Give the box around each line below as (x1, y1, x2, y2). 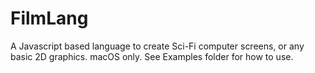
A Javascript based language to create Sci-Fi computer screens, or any (10, 40, 305, 52)
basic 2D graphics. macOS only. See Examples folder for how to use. (10, 50, 294, 62)
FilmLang (10, 7, 89, 30)
